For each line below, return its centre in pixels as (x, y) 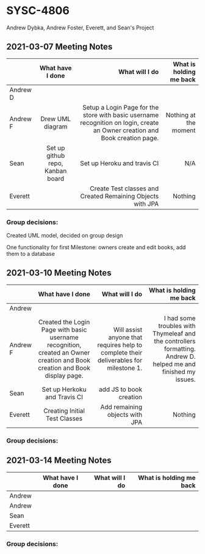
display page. (64, 375)
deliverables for (120, 360)
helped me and (174, 364)
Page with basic (64, 329)
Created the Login (64, 322)
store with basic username (121, 115)
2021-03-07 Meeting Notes (59, 47)
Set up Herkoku (64, 389)
